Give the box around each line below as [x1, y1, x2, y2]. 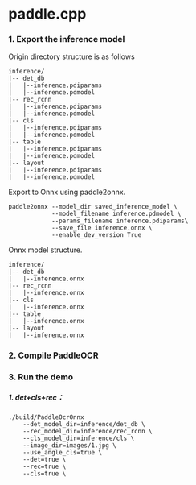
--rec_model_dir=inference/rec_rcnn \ [22, 428, 153, 436]
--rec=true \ [22, 462, 67, 471]
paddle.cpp [8, 5, 87, 23]
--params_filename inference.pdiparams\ [51, 217, 189, 226]
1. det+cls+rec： [8, 392, 64, 402]
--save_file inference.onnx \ [51, 224, 153, 232]
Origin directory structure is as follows [8, 52, 135, 61]
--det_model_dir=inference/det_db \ [22, 421, 146, 429]
